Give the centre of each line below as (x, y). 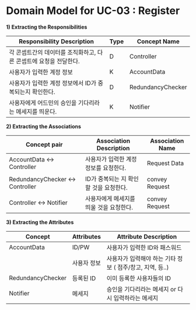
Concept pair (44, 144)
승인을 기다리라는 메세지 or (141, 289)
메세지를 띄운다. (36, 111)
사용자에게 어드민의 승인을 (43, 102)
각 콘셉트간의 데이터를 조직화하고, (52, 52)
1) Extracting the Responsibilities (47, 27)
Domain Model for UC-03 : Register (93, 11)
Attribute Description (146, 236)
